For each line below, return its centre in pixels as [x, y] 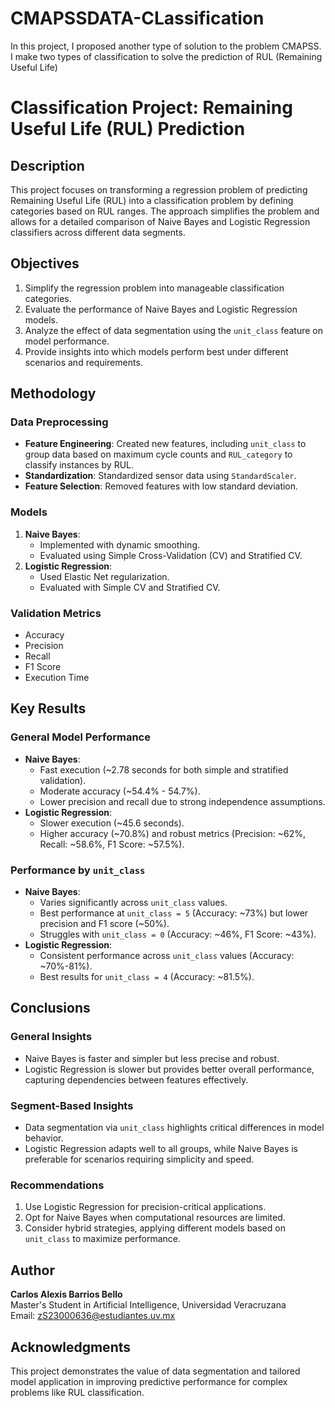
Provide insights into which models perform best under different [156, 351]
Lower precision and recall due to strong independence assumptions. [182, 801]
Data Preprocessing [59, 422]
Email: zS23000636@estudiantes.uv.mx [93, 1316]
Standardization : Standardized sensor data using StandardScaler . [160, 476]
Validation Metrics [56, 613]
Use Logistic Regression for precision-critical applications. [145, 1207]
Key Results [48, 708]
